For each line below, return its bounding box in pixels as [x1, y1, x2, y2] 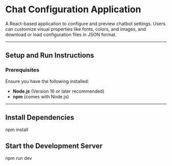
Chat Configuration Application [5, 4, 141, 15]
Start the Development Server [5, 141, 103, 150]
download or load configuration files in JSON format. [5, 31, 117, 37]
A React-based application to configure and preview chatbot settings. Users [5, 20, 166, 27]
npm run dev [5, 155, 32, 161]
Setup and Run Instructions [5, 51, 95, 60]
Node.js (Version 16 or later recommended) [12, 88, 105, 94]
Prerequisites [5, 67, 39, 74]
